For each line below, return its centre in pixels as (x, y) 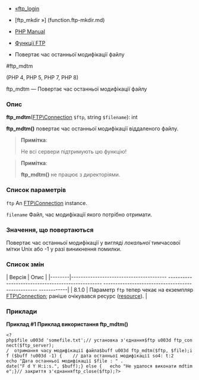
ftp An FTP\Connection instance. (47, 203)
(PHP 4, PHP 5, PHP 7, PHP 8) (42, 77)
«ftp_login (27, 9)
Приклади (22, 312)
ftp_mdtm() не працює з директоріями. (70, 175)
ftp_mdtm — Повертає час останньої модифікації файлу (77, 89)
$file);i (182, 351)
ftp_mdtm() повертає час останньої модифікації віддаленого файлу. (92, 129)
